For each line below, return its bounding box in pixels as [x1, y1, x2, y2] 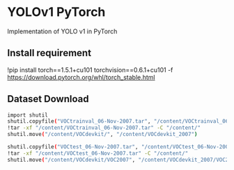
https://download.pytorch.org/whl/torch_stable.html [7, 73, 155, 81]
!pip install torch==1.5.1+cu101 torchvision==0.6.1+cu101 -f [7, 65, 173, 74]
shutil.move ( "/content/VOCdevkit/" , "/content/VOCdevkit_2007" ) [7, 131, 198, 138]
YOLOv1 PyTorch [7, 4, 106, 20]
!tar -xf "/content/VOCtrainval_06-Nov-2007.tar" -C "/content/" [7, 124, 201, 132]
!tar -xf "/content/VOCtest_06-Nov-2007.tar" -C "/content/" [7, 150, 189, 157]
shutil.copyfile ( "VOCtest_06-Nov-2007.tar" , [7, 144, 139, 151]
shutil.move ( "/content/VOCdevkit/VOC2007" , [7, 156, 136, 163]
